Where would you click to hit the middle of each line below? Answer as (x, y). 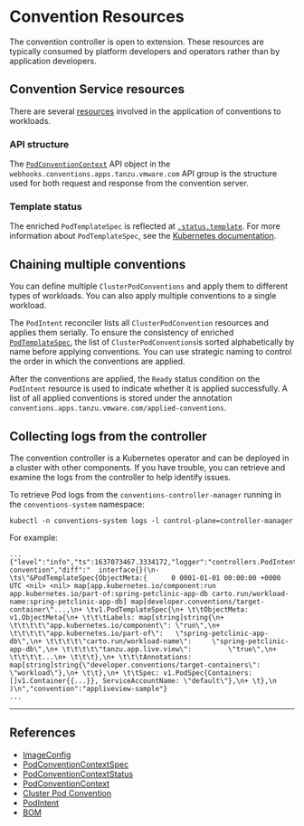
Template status (46, 206)
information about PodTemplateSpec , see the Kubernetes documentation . (143, 236)
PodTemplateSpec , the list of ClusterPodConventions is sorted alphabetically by (152, 342)
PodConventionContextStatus (78, 774)
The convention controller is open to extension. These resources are (137, 42)
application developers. (53, 61)
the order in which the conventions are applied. (97, 361)
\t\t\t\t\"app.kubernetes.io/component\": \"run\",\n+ (115, 625)
